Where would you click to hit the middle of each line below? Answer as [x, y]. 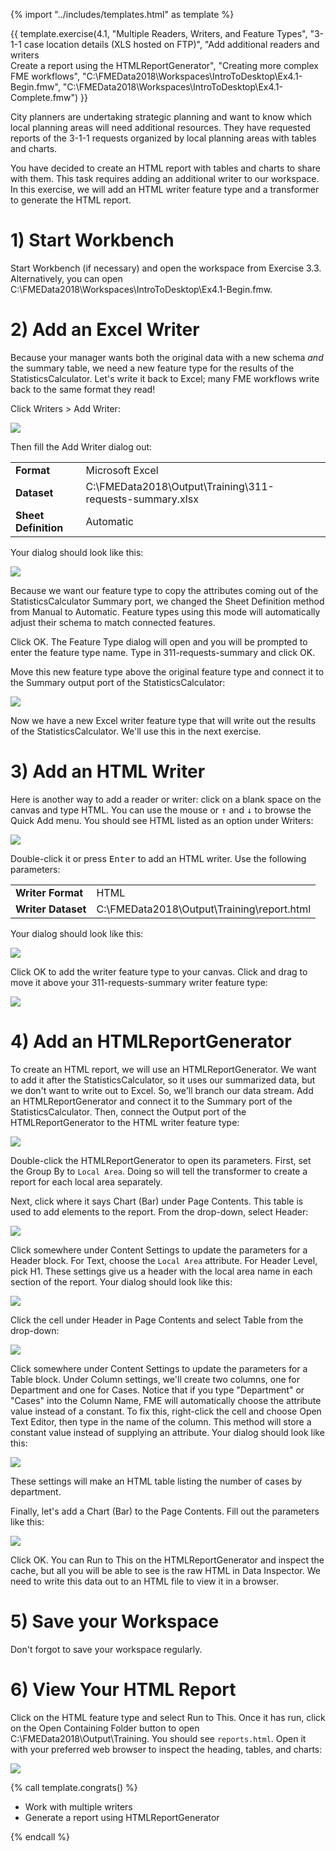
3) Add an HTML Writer [108, 771]
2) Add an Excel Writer [105, 330]
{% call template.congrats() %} [74, 1787]
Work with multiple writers [78, 1806]
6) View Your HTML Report [123, 1689]
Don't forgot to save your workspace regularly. [106, 1649]
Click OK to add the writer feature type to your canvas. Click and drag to [159, 971]
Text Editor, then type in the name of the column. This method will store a [161, 1421]
